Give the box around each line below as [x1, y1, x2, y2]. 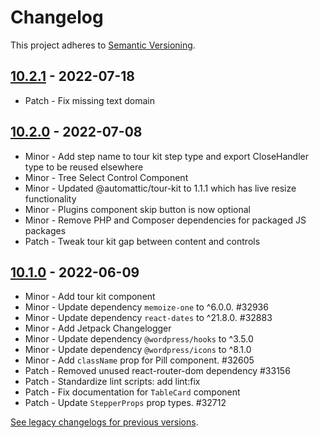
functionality [24, 192, 77, 205]
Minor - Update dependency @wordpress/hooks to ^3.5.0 [24, 333, 254, 345]
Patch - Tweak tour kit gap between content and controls [24, 235, 261, 247]
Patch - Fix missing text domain [24, 94, 155, 106]
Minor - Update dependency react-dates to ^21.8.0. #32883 [24, 312, 273, 324]
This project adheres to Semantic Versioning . [10, 39, 196, 51]
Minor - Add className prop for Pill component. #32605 [24, 354, 255, 366]
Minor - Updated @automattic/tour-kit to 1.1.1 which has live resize [24, 182, 297, 194]
